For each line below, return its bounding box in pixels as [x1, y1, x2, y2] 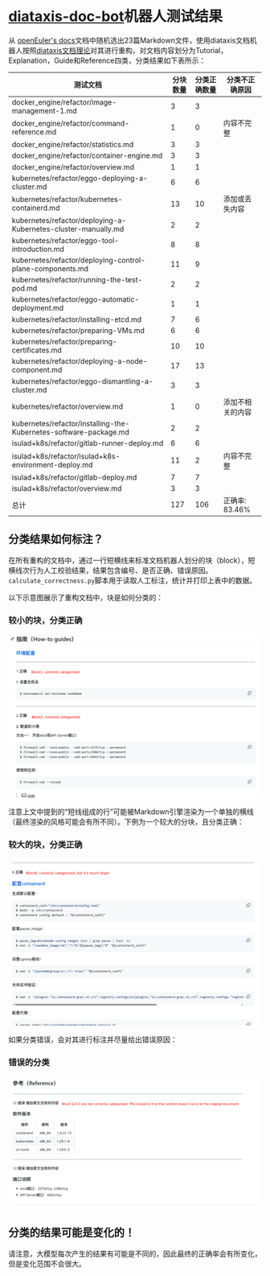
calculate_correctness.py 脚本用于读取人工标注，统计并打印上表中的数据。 [8, 575, 257, 585]
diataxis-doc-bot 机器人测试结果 [8, 7, 223, 26]
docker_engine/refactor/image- [11, 97, 117, 107]
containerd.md [11, 203, 60, 213]
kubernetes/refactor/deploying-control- [11, 255, 146, 265]
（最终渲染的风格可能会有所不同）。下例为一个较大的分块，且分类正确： [8, 817, 244, 827]
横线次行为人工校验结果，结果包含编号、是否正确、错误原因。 [8, 565, 213, 575]
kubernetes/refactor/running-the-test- [11, 275, 143, 285]
